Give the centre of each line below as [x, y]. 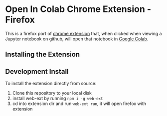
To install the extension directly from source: [51, 84]
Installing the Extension [43, 55]
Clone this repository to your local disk [52, 93]
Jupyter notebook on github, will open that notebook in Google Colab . [77, 39]
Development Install [37, 71]
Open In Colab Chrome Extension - [78, 9]
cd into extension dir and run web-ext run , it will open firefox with [79, 104]
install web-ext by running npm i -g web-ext [58, 99]
